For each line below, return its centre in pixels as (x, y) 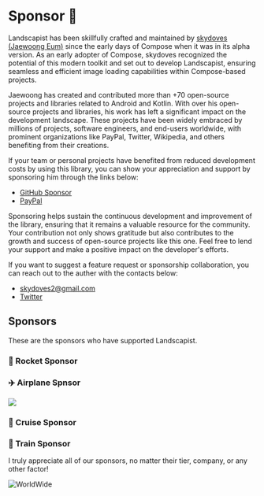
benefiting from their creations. (59, 145)
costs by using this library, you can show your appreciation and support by (129, 168)
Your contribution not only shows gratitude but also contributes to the (121, 232)
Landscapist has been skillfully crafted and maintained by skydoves (118, 38)
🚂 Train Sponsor (39, 443)
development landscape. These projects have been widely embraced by (125, 120)
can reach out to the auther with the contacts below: (93, 273)
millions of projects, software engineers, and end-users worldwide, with (125, 128)
